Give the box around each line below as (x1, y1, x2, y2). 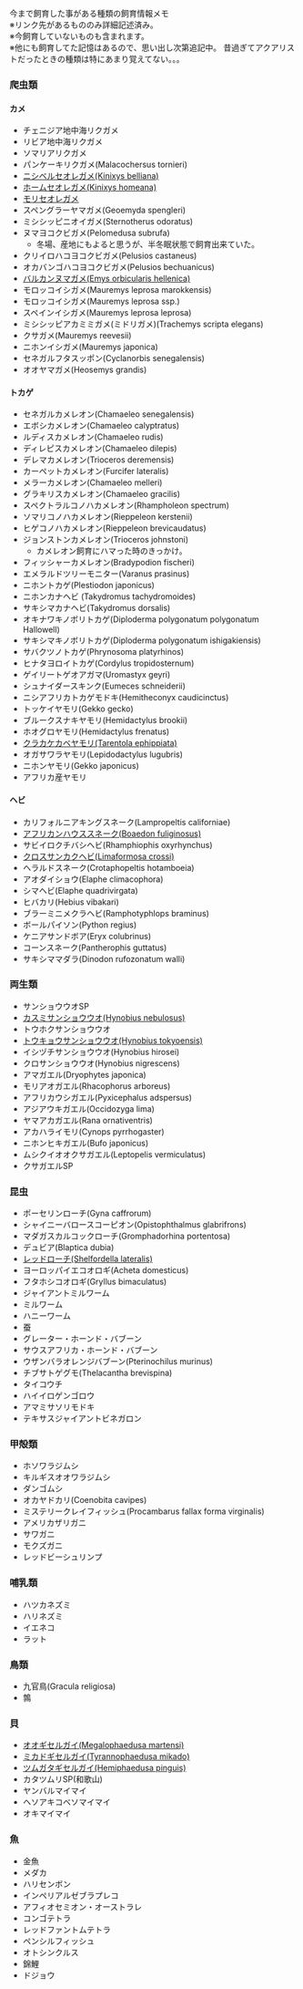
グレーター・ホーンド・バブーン (22, 1333, 143, 1344)
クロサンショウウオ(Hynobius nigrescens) (22, 1057, 180, 1069)
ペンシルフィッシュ (22, 1935, 96, 1946)
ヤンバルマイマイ (22, 1786, 87, 1797)
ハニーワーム (22, 1310, 71, 1321)
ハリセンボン (22, 1878, 71, 1890)
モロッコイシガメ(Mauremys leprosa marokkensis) (22, 285, 212, 295)
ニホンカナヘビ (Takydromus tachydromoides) (22, 591, 197, 602)
